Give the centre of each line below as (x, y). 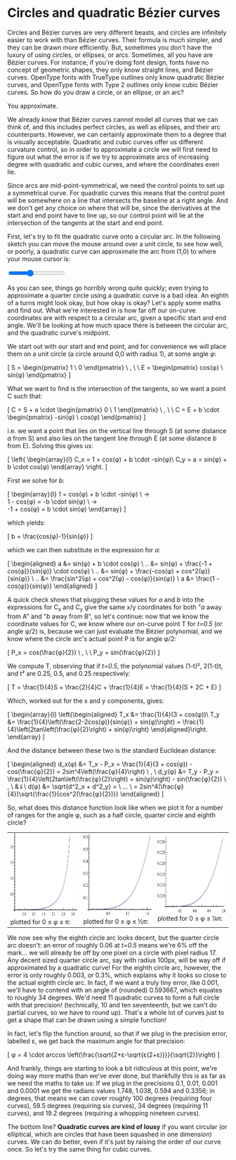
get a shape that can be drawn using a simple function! (87, 1020)
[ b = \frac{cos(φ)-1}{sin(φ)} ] (50, 536)
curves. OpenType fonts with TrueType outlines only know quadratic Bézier (116, 77)
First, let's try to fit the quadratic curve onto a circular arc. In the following (114, 236)
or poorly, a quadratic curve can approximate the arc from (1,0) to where (112, 251)
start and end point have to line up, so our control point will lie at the (106, 215)
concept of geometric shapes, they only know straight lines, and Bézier (110, 70)
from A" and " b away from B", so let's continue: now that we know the (108, 616)
